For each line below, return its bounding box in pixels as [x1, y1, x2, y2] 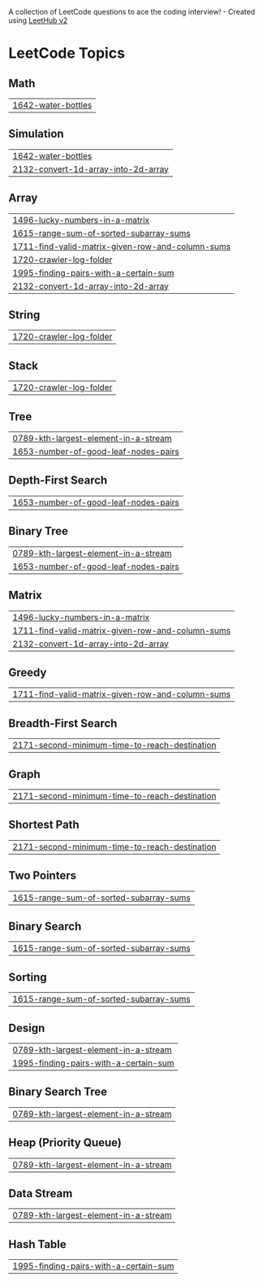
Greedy [8, 665, 47, 679]
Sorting [8, 970, 47, 984]
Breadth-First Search [8, 716, 118, 730]
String [8, 308, 41, 322]
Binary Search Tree [8, 1085, 108, 1099]
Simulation [8, 127, 64, 141]
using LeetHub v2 [8, 15, 68, 25]
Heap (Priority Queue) [8, 1135, 122, 1150]
